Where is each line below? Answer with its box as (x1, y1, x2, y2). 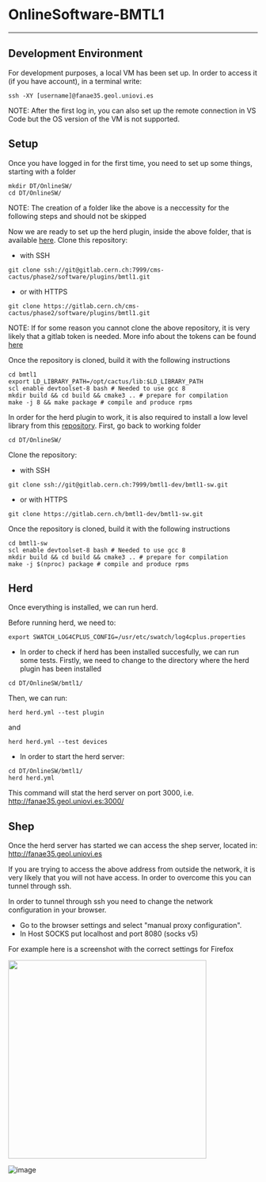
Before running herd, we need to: (8, 618, 116, 628)
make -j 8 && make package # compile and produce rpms (8, 398, 193, 406)
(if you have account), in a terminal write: (8, 76, 142, 86)
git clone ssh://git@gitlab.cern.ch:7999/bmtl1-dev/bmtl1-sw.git (8, 480, 228, 489)
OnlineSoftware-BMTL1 (8, 6, 165, 24)
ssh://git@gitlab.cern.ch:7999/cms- (43, 266, 165, 274)
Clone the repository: (8, 450, 78, 460)
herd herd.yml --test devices (8, 738, 108, 746)
